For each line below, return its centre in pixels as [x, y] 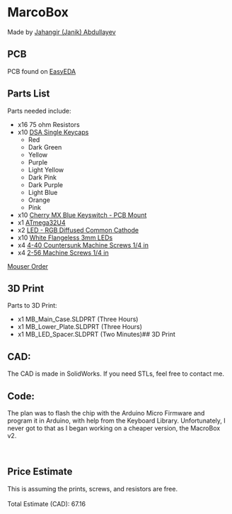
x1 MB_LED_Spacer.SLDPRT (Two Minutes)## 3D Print [96, 335]
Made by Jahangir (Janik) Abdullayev [62, 32]
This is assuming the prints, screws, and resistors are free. [93, 488]
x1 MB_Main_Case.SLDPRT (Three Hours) [78, 319]
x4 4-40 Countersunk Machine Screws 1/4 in [83, 245]
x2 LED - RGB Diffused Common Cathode [78, 230]
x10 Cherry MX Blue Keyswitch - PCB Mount [82, 215]
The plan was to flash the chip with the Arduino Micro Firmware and [106, 413]
